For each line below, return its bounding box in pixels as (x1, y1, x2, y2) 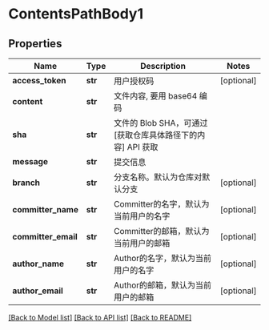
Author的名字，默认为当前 (113, 253, 212, 264)
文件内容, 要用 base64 (113, 91, 198, 101)
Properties (8, 37, 62, 50)
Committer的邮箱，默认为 (113, 226, 210, 236)
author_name (12, 258, 64, 269)
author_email (12, 285, 64, 296)
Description (139, 61, 187, 71)
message (12, 156, 48, 167)
